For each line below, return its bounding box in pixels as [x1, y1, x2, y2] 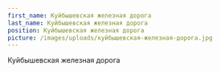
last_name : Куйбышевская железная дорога [7, 19, 149, 27]
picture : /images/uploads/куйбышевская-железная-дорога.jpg [7, 33, 214, 42]
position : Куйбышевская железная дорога [7, 26, 145, 34]
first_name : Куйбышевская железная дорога [7, 11, 152, 20]
